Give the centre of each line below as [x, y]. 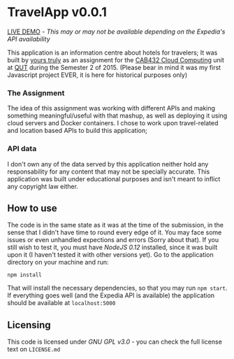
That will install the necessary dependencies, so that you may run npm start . [117, 288]
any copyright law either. [43, 186]
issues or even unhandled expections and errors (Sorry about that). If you [113, 240]
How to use [32, 208]
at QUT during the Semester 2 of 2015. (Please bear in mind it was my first [114, 67]
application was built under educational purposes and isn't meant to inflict [114, 178]
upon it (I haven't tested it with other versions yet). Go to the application [111, 255]
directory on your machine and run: [58, 262]
